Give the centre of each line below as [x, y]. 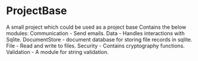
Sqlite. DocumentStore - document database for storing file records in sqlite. [99, 39]
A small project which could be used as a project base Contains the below [96, 27]
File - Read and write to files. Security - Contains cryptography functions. [95, 46]
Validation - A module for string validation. [58, 52]
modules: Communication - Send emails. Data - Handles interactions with [95, 33]
